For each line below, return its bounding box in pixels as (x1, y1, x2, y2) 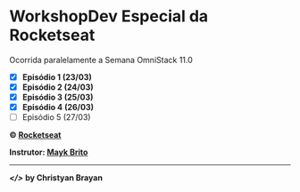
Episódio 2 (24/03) (21, 82, 94, 92)
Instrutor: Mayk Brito (9, 147, 88, 157)
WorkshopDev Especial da (9, 6, 209, 27)
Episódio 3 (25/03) (21, 92, 94, 103)
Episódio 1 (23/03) (21, 71, 92, 82)
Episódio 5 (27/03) (21, 112, 91, 123)
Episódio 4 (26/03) (21, 102, 95, 113)
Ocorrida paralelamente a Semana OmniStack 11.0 (9, 54, 194, 65)
